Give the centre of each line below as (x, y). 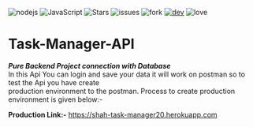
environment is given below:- (56, 99)
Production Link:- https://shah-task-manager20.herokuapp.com (113, 114)
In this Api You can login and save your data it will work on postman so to (127, 74)
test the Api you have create (54, 82)
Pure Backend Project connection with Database (89, 65)
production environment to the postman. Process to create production (122, 91)
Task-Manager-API (72, 44)
